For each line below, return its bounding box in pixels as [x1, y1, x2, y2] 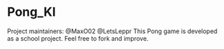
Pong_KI [7, 4, 57, 20]
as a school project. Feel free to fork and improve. [7, 34, 149, 42]
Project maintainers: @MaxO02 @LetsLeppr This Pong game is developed [7, 27, 218, 35]
